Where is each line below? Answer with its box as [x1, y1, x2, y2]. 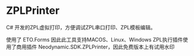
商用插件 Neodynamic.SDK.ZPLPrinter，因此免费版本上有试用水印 [16, 43, 175, 50]
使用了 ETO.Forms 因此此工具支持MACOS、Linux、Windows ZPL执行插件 [6, 36, 183, 43]
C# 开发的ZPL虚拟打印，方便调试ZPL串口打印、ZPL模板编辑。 [6, 24, 156, 31]
